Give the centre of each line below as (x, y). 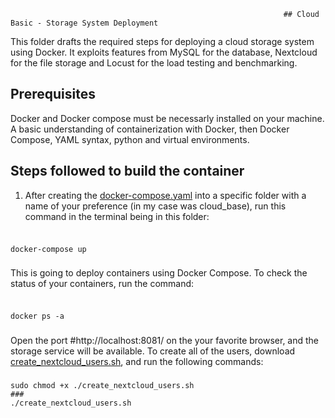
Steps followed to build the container (127, 171)
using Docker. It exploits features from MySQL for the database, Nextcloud (164, 52)
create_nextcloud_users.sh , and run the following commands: (137, 362)
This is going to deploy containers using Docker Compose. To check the (159, 273)
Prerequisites (53, 94)
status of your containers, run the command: (102, 284)
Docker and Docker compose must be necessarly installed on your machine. (167, 118)
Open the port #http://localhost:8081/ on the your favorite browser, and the (165, 341)
